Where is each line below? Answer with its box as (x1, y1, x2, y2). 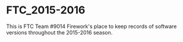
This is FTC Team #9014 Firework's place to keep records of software (6, 23, 177, 30)
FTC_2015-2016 (6, 3, 86, 17)
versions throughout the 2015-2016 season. (6, 29, 113, 36)
